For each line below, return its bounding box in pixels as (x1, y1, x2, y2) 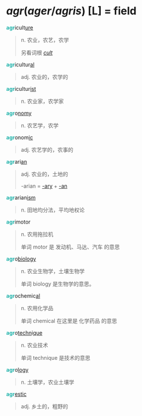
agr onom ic (6, 133, 33, 141)
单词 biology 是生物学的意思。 (20, 280, 95, 287)
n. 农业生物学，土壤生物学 (20, 267, 85, 274)
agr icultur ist (6, 85, 36, 92)
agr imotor (6, 218, 31, 225)
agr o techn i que (6, 329, 43, 336)
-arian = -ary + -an (20, 182, 67, 189)
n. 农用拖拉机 (20, 230, 54, 237)
